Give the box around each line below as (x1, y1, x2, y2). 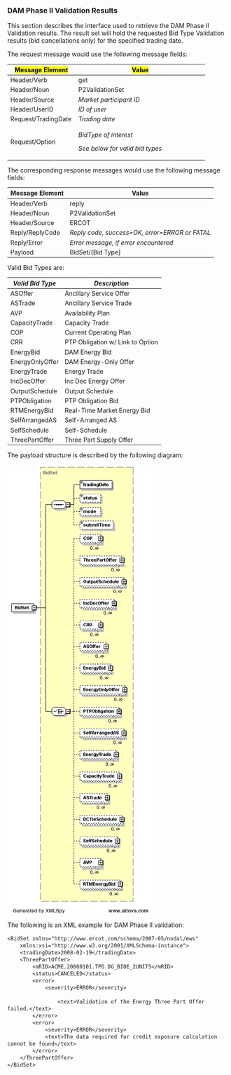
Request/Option (10, 137, 56, 146)
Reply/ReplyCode (10, 229, 61, 237)
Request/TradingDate (10, 115, 72, 123)
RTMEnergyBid (10, 406, 54, 415)
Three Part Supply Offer (64, 435, 134, 444)
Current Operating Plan (64, 328, 132, 337)
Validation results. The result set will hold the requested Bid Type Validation (7, 29, 225, 37)
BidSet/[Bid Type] (69, 248, 121, 256)
